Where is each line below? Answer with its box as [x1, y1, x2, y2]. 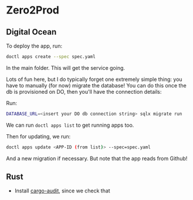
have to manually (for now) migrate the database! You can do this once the [6, 82, 187, 89]
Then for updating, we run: [6, 133, 71, 140]
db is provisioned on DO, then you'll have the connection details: [6, 88, 162, 95]
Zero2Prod [6, 4, 60, 17]
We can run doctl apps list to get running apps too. [6, 121, 134, 128]
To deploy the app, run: [6, 42, 63, 49]
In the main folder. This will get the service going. [6, 64, 125, 71]
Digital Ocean [6, 27, 57, 37]
